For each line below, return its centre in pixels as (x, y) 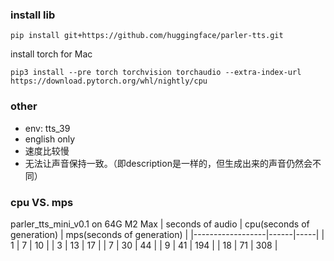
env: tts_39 (47, 128)
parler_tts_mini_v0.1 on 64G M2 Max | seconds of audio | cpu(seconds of (160, 224)
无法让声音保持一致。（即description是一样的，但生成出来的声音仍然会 (168, 163)
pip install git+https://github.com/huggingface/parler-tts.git (147, 36)
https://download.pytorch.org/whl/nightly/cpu (109, 81)
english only (50, 139)
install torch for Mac (51, 54)
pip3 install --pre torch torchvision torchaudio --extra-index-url (156, 73)
